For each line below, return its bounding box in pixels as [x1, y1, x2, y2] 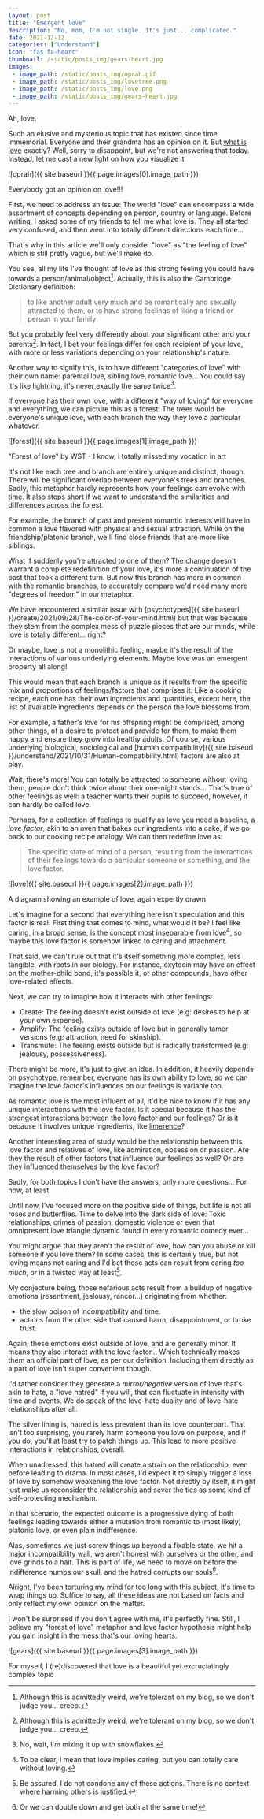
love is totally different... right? [8, 630, 106, 639]
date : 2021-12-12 [8, 33, 65, 42]
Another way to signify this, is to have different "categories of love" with [8, 363, 241, 372]
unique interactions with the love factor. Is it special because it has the [8, 1104, 236, 1114]
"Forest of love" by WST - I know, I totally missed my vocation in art [8, 452, 226, 461]
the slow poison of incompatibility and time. [19, 1306, 161, 1316]
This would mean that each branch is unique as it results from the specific [8, 677, 248, 686]
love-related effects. [8, 976, 74, 986]
